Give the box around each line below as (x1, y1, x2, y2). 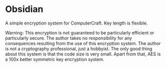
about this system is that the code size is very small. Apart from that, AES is (5, 51, 161, 57)
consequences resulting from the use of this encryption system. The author (5, 40, 161, 46)
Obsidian (5, 3, 43, 15)
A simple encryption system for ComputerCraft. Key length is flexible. (5, 20, 148, 26)
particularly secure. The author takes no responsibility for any (5, 35, 132, 41)
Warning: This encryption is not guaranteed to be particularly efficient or (5, 29, 154, 35)
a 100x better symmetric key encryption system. (5, 56, 104, 62)
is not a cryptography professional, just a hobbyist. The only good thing (5, 45, 152, 51)
